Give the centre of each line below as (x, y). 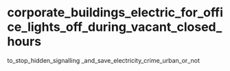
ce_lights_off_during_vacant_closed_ (115, 27)
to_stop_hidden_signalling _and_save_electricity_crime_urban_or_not (104, 60)
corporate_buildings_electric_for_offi (115, 13)
